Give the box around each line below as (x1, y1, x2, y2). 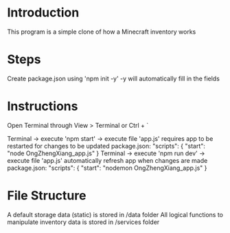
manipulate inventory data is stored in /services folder (7, 218, 160, 226)
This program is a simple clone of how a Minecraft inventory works (7, 27, 196, 36)
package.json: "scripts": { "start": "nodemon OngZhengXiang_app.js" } (7, 164, 207, 172)
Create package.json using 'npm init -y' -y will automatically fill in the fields (7, 74, 220, 82)
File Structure (7, 188, 87, 203)
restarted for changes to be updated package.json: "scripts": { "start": (7, 142, 206, 150)
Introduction (7, 5, 80, 21)
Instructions (7, 98, 78, 114)
